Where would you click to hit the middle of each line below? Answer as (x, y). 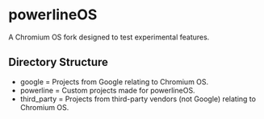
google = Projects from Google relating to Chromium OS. (114, 81)
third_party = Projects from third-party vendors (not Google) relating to (138, 99)
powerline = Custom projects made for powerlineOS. (107, 90)
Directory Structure (59, 62)
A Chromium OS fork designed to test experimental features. (109, 37)
